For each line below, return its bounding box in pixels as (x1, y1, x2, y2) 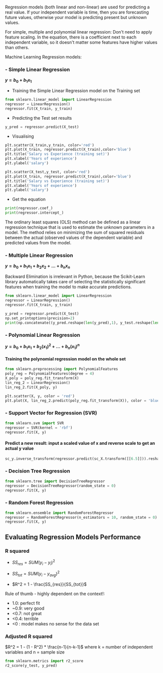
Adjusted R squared (5, 633, 52, 639)
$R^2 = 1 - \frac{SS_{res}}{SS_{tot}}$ (12, 581, 87, 587)
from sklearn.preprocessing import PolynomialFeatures (5, 367, 118, 372)
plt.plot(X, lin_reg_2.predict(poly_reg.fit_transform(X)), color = (5, 398, 147, 403)
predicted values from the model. (5, 240, 72, 246)
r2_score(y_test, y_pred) (5, 663, 57, 668)
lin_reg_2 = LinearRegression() (5, 381, 70, 385)
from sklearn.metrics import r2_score (5, 659, 83, 664)
